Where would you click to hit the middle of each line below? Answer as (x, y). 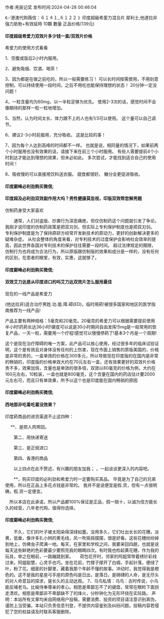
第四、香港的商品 (31, 458)
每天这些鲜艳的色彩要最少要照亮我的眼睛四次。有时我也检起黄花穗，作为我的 (82, 550)
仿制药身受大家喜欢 (24, 210)
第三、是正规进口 (31, 448)
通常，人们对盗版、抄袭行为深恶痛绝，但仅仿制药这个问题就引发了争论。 (86, 221)
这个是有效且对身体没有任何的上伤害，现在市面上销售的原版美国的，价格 (86, 350)
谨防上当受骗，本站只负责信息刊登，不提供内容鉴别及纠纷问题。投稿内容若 (80, 605)
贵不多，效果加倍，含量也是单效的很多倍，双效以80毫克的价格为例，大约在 (81, 368)
